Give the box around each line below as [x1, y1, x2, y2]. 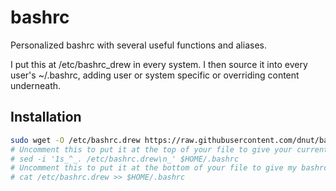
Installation [10, 109, 82, 126]
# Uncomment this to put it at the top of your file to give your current [10, 144, 329, 155]
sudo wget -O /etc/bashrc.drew [10, 135, 141, 145]
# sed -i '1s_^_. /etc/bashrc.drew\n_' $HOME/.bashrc [10, 154, 240, 164]
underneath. [10, 79, 62, 91]
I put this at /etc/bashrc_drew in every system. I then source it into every [10, 58, 308, 70]
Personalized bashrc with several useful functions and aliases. [10, 39, 267, 51]
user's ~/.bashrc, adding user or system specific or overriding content [10, 69, 300, 81]
